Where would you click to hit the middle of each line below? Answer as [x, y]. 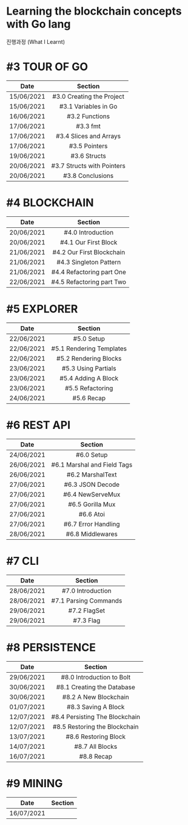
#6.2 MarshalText [92, 475]
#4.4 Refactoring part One [89, 272]
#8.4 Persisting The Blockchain [96, 717]
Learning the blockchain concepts [94, 11]
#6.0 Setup [92, 455]
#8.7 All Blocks [96, 746]
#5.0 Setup [89, 338]
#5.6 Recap [89, 398]
